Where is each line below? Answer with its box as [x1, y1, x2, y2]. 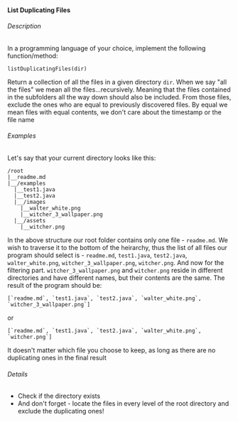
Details [7, 369, 28, 378]
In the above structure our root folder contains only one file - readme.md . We [7, 236, 229, 244]
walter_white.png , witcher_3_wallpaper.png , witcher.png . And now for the [7, 259, 225, 266]
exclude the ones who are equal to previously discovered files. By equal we [7, 100, 228, 109]
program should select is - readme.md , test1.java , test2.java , [7, 251, 188, 259]
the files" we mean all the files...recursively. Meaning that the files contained [7, 85, 231, 94]
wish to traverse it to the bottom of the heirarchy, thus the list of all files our [7, 244, 227, 251]
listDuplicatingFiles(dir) [7, 65, 87, 72]
